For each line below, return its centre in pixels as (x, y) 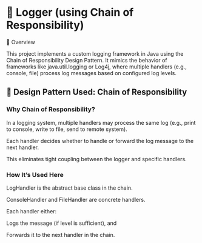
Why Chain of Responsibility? (51, 110)
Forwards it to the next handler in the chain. (61, 235)
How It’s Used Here (35, 175)
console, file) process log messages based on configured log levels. (92, 73)
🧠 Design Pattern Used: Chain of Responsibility (97, 92)
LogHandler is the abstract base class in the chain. (69, 188)
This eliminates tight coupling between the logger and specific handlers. (96, 159)
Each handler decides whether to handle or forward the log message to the (100, 141)
